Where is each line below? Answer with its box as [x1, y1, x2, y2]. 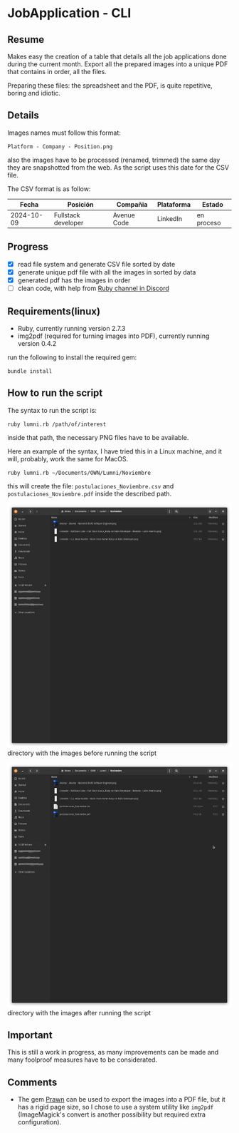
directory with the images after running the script [7, 1008, 152, 1017]
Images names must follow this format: [7, 128, 121, 137]
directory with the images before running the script [7, 749, 157, 757]
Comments [7, 1076, 58, 1088]
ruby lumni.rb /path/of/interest [7, 421, 107, 428]
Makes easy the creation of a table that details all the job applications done [7, 52, 227, 61]
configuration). [17, 1118, 62, 1127]
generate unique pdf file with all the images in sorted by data [17, 267, 196, 276]
